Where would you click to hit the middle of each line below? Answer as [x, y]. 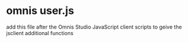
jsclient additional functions [40, 33]
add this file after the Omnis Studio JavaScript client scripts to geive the [94, 27]
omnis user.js [40, 11]
